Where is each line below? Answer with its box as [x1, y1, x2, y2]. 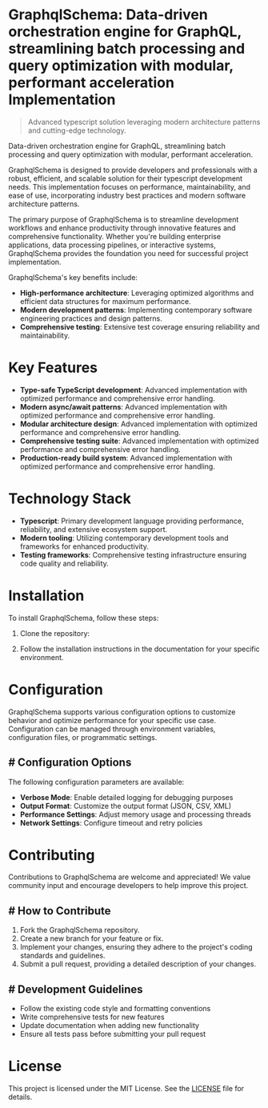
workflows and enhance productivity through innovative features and [8, 222, 236, 233]
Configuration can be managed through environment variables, [8, 724, 216, 734]
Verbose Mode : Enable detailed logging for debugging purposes [19, 792, 234, 802]
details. [8, 1092, 33, 1102]
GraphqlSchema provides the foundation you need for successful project [8, 248, 249, 258]
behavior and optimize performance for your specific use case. [8, 715, 216, 725]
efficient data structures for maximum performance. [19, 296, 192, 306]
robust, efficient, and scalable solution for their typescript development [8, 174, 242, 183]
